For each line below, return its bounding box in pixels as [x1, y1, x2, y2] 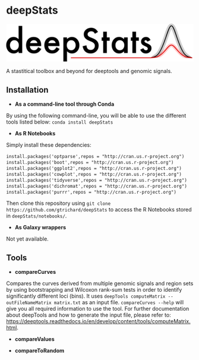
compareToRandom [14, 347, 65, 354]
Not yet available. [6, 235, 49, 242]
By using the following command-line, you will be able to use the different [6, 112, 187, 119]
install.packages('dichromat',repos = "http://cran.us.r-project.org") [6, 184, 187, 190]
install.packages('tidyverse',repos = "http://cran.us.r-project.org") [6, 178, 187, 184]
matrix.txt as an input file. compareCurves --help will [53, 298, 184, 306]
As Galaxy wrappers [14, 224, 67, 231]
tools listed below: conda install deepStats [6, 118, 113, 125]
